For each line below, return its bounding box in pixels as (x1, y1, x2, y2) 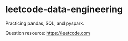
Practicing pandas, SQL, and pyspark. (5, 20, 85, 26)
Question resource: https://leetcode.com (5, 30, 90, 36)
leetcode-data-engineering (5, 4, 123, 15)
